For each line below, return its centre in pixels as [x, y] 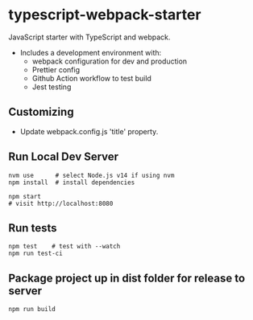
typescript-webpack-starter [105, 15]
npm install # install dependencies [72, 183]
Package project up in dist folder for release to [127, 278]
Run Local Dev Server [64, 157]
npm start [25, 196]
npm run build [32, 310]
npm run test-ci [35, 254]
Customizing [41, 112]
